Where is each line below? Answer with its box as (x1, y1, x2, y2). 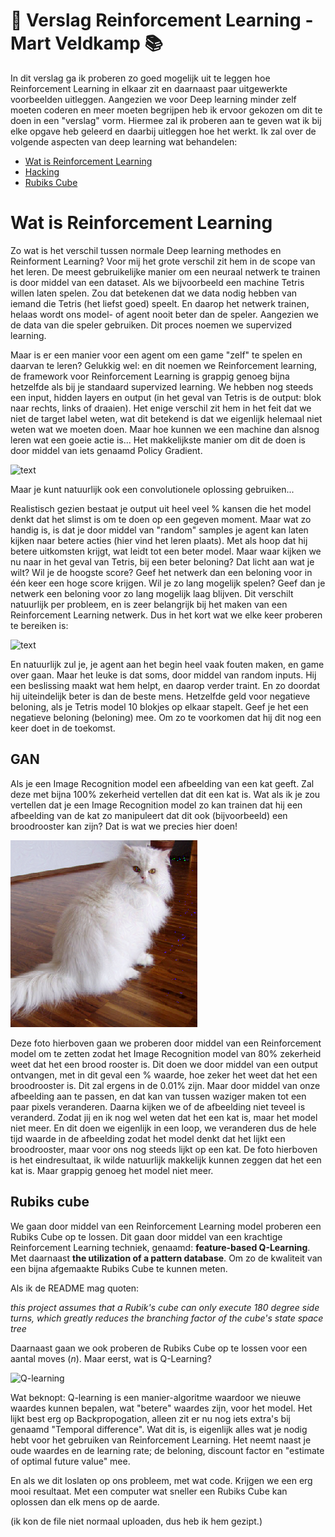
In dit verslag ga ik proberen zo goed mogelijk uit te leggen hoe (10, 72, 271, 84)
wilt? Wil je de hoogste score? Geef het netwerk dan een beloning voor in (10, 566, 313, 578)
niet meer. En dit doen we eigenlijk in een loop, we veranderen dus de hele (10, 1122, 317, 1134)
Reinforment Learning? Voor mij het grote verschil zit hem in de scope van (10, 255, 316, 267)
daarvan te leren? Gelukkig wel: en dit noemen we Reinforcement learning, (10, 359, 318, 371)
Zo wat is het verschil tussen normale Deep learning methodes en (10, 244, 282, 256)
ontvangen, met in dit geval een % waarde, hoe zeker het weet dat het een (10, 1069, 318, 1081)
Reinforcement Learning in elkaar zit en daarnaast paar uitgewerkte (10, 82, 288, 94)
